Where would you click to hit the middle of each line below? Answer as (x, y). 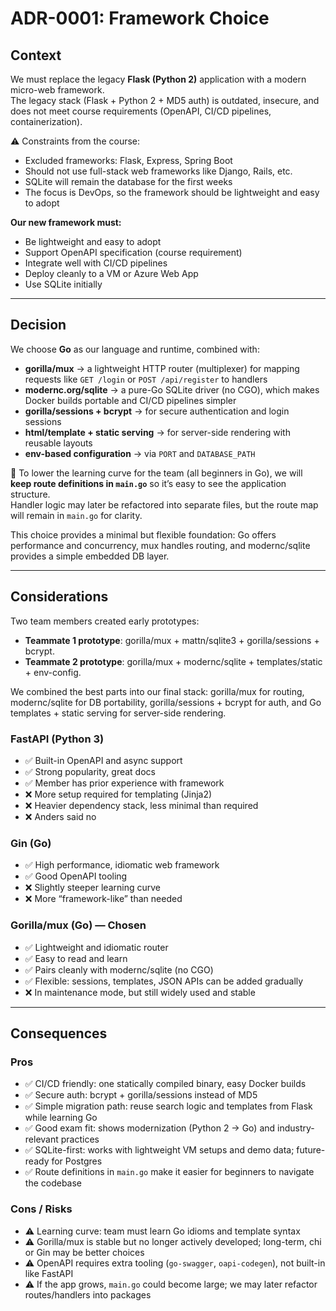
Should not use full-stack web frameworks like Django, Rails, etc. (158, 171)
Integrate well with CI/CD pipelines (96, 263)
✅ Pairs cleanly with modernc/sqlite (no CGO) (119, 969)
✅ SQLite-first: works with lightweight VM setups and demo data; (159, 1150)
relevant (41, 1139)
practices (80, 1139)
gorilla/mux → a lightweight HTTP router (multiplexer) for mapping (162, 368)
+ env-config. (53, 672)
